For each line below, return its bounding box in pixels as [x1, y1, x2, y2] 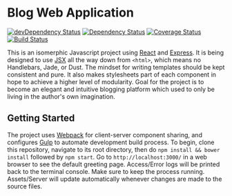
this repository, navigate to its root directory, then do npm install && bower [7, 145, 220, 153]
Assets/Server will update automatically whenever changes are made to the [7, 175, 222, 183]
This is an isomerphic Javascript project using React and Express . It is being [7, 48, 224, 57]
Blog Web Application [7, 5, 135, 21]
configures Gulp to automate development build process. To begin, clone [7, 138, 215, 146]
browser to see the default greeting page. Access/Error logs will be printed [7, 160, 220, 168]
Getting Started [7, 112, 75, 124]
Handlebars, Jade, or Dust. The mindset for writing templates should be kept [7, 63, 225, 71]
